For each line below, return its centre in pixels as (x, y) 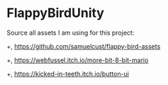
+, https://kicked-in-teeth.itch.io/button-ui (68, 74)
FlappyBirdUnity (55, 13)
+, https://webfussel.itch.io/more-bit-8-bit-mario (78, 60)
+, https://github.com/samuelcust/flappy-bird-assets (84, 46)
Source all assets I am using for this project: (71, 33)
